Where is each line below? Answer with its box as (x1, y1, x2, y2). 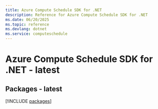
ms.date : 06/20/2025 (5, 17, 50, 22)
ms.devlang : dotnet (5, 27, 47, 32)
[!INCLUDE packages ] (5, 98, 52, 104)
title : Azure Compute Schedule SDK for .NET (5, 7, 102, 13)
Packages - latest (5, 84, 63, 93)
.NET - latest (5, 64, 60, 76)
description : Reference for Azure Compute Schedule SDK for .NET (5, 12, 148, 17)
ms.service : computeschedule (5, 31, 68, 36)
